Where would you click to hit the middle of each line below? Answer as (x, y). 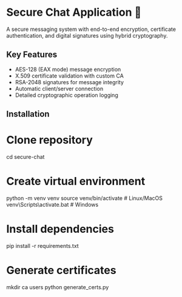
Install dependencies (60, 229)
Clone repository (49, 140)
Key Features (32, 55)
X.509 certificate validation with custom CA (69, 76)
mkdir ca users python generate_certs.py (58, 287)
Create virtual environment (76, 182)
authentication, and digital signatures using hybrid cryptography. (87, 35)
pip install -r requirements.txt (42, 245)
